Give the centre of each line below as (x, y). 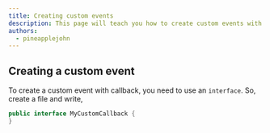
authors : (23, 31)
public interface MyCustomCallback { (72, 114)
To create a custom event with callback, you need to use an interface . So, (132, 90)
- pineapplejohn (43, 38)
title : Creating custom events (61, 16)
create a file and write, (46, 99)
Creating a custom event (72, 71)
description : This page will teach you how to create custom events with (135, 23)
